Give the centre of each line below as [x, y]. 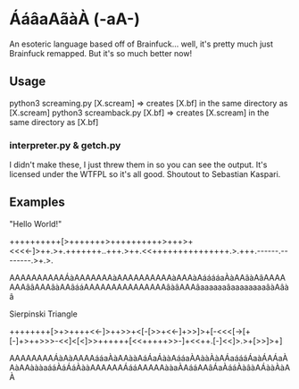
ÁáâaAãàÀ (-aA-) [75, 19]
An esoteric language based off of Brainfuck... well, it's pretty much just [141, 44]
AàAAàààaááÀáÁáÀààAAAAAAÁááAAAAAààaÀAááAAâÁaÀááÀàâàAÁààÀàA [150, 368]
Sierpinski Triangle [43, 314]
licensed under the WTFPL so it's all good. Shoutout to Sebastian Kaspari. [145, 174]
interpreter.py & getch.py [65, 145]
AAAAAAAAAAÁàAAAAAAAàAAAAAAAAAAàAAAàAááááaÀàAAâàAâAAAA [147, 277]
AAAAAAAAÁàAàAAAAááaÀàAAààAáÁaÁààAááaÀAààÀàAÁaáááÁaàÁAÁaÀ [149, 358]
